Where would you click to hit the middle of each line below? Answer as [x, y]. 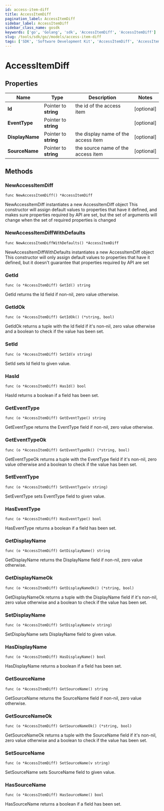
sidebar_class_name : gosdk [32, 28]
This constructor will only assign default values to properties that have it [78, 257]
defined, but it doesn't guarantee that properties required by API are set [77, 262]
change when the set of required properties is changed [61, 220]
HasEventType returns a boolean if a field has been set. [61, 528]
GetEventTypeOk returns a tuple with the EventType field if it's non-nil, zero [81, 459]
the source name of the [102, 148]
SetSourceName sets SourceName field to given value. [60, 772]
